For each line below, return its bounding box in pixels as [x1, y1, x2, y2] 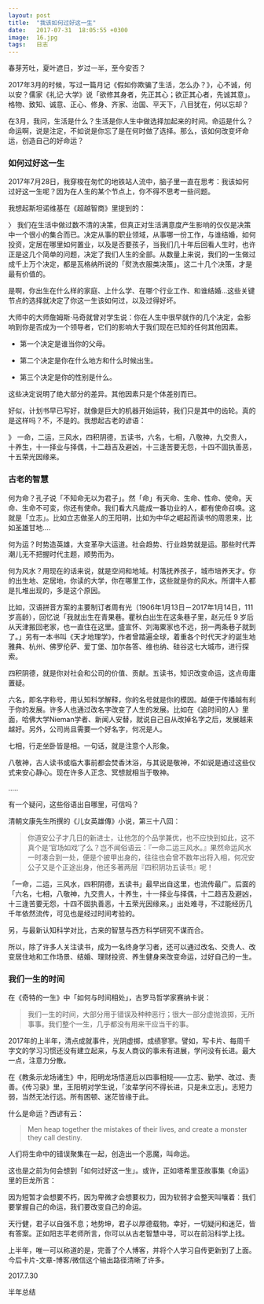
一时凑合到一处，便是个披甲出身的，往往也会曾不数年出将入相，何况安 [27, 853, 255, 862]
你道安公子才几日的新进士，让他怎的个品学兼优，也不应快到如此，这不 [27, 833, 255, 842]
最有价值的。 [8, 269, 49, 279]
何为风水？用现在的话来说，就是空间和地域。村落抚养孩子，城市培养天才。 [8, 565, 249, 575]
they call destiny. [27, 1133, 82, 1143]
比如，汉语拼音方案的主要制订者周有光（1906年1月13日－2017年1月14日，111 [8, 602, 254, 612]
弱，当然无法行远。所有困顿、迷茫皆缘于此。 [8, 1092, 153, 1102]
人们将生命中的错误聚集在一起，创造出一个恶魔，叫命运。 [8, 1149, 194, 1158]
